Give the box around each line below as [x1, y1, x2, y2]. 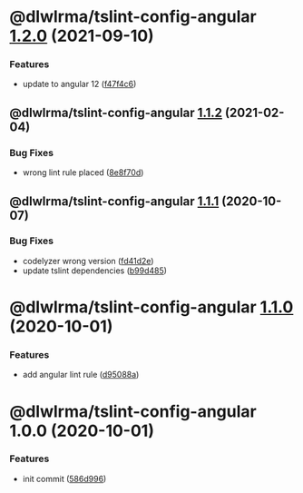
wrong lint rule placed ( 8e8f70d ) [22, 167, 144, 178]
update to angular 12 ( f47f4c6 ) [22, 79, 137, 90]
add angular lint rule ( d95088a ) [22, 370, 140, 380]
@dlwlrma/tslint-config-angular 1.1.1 [9, 193, 220, 209]
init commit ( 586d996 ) [22, 473, 107, 484]
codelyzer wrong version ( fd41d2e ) [22, 255, 154, 266]
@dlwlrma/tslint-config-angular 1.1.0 [9, 297, 294, 318]
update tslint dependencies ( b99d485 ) [22, 265, 168, 276]
